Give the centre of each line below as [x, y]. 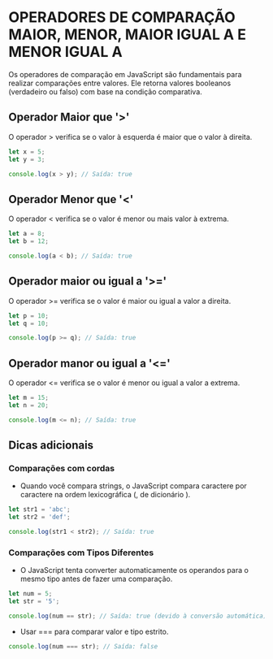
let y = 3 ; [27, 159]
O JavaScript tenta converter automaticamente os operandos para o [134, 570]
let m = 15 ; [28, 398]
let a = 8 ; [27, 234]
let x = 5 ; [27, 152]
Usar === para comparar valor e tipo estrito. [94, 631]
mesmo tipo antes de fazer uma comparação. [96, 579]
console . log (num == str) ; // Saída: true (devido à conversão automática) [138, 616]
